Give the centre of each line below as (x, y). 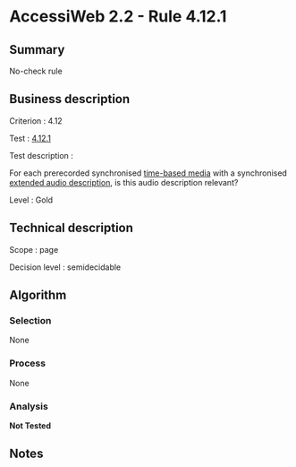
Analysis (29, 406)
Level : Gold (31, 200)
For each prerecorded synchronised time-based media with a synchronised (148, 173)
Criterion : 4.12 (36, 121)
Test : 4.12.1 (30, 138)
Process (28, 363)
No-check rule (36, 71)
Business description (70, 99)
